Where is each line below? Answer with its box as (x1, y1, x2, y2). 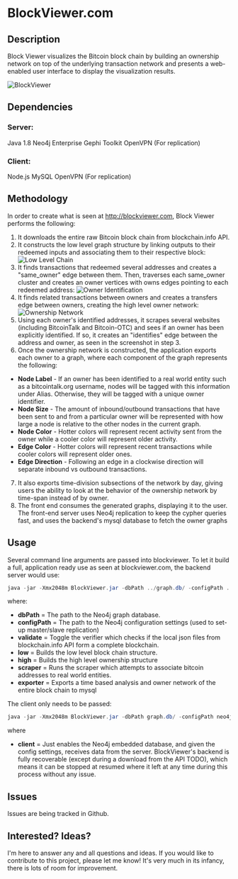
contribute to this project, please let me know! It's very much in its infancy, (7, 856, 225, 865)
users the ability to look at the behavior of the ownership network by (17, 486, 217, 494)
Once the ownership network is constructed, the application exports (17, 346, 217, 354)
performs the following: (7, 219, 76, 227)
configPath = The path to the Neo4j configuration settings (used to (17, 618, 215, 627)
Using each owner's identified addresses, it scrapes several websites (17, 315, 220, 324)
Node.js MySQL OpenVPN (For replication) (7, 172, 132, 181)
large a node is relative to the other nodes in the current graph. (17, 419, 201, 428)
